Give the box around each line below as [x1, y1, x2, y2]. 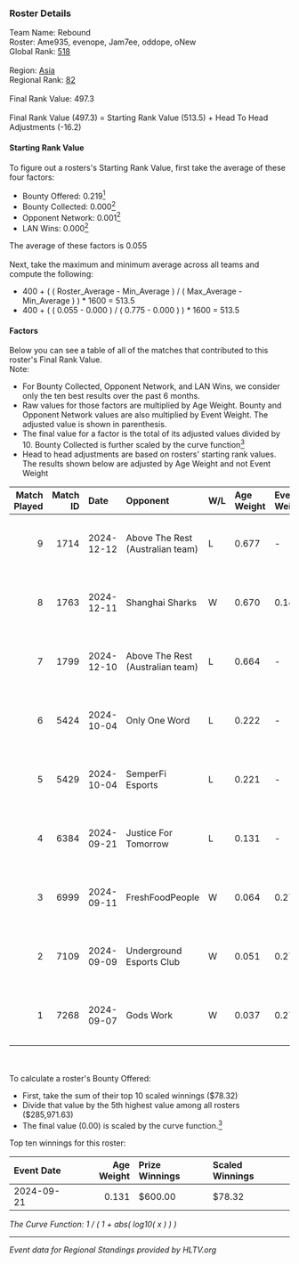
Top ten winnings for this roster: [9, 1138, 126, 1148]
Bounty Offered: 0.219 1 [21, 189, 106, 201]
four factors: [9, 172, 55, 182]
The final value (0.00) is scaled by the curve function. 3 [21, 1118, 222, 1130]
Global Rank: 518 [9, 46, 71, 57]
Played [13, 499, 44, 512]
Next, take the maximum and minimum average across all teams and [9, 259, 260, 270]
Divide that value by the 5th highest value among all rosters [21, 1099, 240, 1110]
